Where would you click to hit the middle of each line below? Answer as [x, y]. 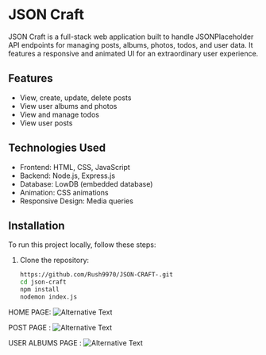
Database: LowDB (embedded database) [86, 183]
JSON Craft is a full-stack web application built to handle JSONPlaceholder [131, 37]
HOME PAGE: [30, 312]
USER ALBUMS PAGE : [45, 342]
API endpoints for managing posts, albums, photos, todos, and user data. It [131, 44]
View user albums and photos [68, 106]
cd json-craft [43, 282]
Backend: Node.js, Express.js [67, 176]
